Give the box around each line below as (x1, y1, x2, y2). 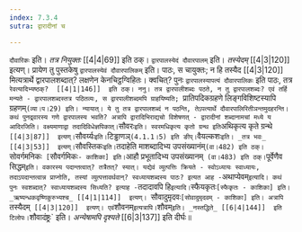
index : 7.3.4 (9, 13, 58, 22)
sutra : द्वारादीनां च (9, 22, 66, 31)
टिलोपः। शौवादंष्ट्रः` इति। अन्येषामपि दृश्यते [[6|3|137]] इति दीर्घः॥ (9, 211, 191, 222)
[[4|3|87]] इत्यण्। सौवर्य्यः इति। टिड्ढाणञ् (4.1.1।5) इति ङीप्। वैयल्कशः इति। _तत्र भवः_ (9, 130, 267, 141)
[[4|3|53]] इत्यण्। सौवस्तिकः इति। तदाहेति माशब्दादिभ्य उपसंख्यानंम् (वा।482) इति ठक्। (9, 140, 265, 151)
